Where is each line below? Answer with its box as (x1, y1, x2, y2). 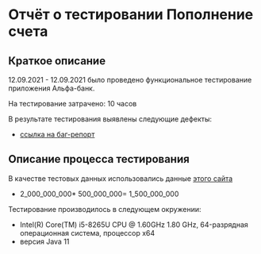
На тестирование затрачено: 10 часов (8, 99, 137, 108)
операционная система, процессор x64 (19, 228, 155, 237)
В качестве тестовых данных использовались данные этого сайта (8, 173, 233, 183)
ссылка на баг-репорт (19, 129, 95, 139)
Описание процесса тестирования (8, 152, 190, 166)
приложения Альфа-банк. (8, 83, 95, 93)
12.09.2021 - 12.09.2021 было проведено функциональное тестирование (8, 75, 252, 84)
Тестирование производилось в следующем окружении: (8, 204, 202, 214)
